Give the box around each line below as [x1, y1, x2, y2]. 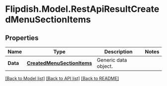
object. [96, 63, 113, 70]
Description [104, 48, 133, 55]
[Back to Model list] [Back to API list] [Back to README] [5, 76, 119, 81]
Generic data [96, 57, 127, 63]
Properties [5, 34, 39, 42]
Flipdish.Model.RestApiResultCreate [5, 3, 160, 15]
